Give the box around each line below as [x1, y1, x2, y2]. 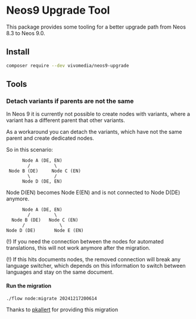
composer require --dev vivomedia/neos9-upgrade [6, 62, 129, 68]
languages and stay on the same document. [6, 268, 114, 276]
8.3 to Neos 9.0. [6, 29, 46, 36]
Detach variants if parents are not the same [6, 96, 134, 105]
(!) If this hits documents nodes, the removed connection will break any [6, 256, 181, 263]
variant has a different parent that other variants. [6, 117, 125, 124]
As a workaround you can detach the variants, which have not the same [6, 129, 182, 136]
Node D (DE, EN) [21, 179, 63, 184]
